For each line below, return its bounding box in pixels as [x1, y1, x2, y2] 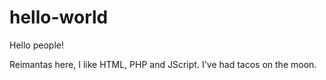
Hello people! [9, 39, 64, 51]
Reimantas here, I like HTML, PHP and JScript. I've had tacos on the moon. [9, 58, 317, 70]
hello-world [9, 6, 109, 29]
